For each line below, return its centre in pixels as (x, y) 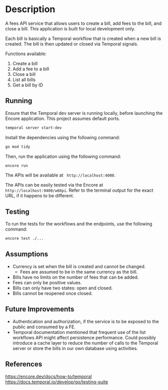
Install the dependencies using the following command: (63, 137)
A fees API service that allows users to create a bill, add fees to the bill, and (83, 23)
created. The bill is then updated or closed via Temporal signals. (72, 44)
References (24, 364)
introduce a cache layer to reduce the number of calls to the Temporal (85, 343)
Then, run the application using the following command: (63, 156)
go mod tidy (18, 147)
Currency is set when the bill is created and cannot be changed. (79, 266)
